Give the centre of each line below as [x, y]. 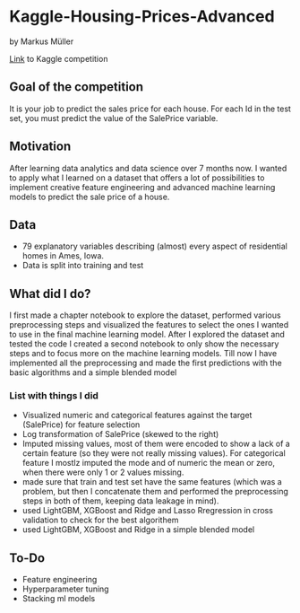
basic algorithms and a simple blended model [93, 372]
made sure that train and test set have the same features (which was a [152, 482]
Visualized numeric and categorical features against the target [137, 416]
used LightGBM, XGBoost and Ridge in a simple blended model [138, 530]
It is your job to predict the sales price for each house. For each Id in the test [150, 109]
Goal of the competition [77, 87]
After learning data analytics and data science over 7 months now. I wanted [148, 168]
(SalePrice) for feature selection [81, 425]
